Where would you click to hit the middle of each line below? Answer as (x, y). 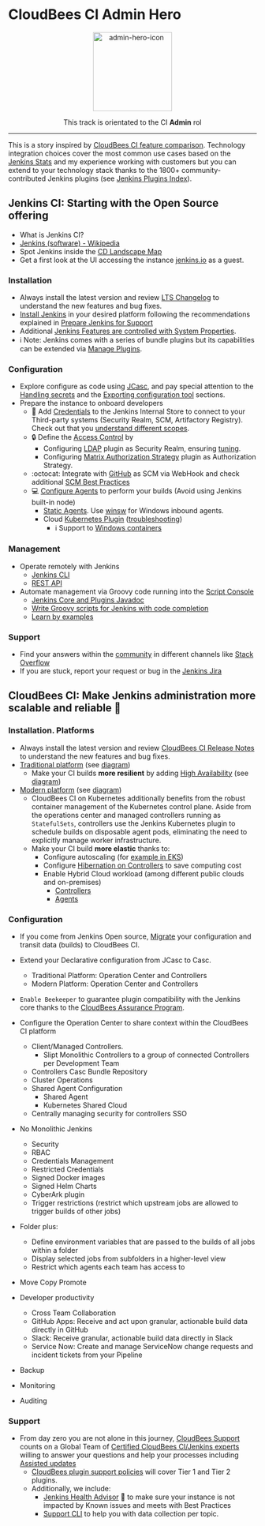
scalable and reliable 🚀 (65, 708)
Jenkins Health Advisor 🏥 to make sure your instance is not (139, 1497)
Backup (32, 1370)
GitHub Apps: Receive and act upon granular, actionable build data (140, 1321)
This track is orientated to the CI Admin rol (132, 122)
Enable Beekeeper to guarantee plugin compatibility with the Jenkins (130, 999)
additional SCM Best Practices (80, 482)
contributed (27, 178)
